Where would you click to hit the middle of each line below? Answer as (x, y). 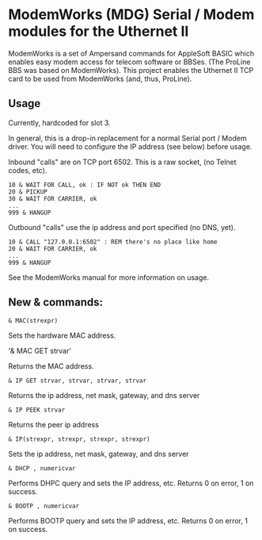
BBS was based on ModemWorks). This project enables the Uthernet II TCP (131, 70)
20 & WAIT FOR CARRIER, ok (53, 249)
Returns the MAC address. (51, 366)
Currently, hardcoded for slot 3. (59, 123)
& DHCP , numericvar (42, 468)
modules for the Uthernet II (99, 31)
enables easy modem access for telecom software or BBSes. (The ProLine (129, 62)
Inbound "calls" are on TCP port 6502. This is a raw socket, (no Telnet (122, 162)
